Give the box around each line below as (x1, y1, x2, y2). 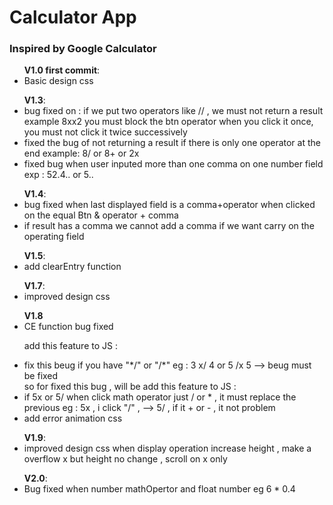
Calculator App (9, 6, 137, 29)
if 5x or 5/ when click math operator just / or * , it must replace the (23, 391, 297, 403)
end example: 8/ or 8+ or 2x (23, 147, 140, 160)
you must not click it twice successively (23, 126, 188, 138)
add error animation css (23, 412, 123, 425)
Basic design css (23, 75, 94, 87)
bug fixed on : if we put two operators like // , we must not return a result (23, 105, 324, 117)
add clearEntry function (23, 261, 122, 273)
